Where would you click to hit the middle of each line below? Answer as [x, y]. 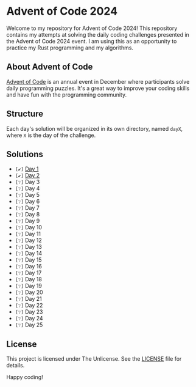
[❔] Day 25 [29, 325]
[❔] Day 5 [27, 195]
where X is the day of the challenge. [51, 135]
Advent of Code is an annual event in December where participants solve [98, 81]
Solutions [25, 154]
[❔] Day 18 [29, 279]
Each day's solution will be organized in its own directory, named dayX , [95, 128]
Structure [25, 114]
